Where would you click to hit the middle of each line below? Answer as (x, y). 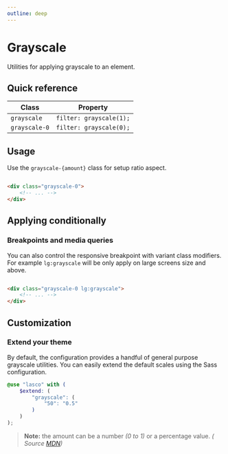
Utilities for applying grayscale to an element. (71, 67)
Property (93, 107)
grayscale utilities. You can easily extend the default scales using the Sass (112, 365)
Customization (39, 323)
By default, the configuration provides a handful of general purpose (103, 357)
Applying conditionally (57, 221)
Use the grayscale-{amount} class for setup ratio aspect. (87, 168)
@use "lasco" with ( (37, 385)
